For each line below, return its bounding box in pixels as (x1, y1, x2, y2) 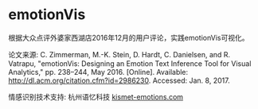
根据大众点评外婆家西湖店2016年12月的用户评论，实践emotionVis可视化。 (8, 33, 249, 42)
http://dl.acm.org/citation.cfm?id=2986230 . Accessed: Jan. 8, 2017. (8, 76, 230, 85)
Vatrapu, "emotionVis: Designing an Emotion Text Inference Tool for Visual (8, 58, 252, 68)
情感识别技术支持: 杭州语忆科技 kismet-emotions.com (8, 91, 184, 101)
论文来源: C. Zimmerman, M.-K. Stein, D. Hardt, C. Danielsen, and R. (8, 49, 231, 59)
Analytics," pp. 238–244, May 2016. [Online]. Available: (8, 67, 189, 76)
